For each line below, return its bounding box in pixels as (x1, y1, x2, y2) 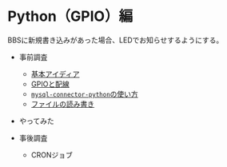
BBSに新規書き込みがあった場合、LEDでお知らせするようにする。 (7, 35, 224, 45)
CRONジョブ (30, 149, 74, 160)
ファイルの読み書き (30, 99, 95, 109)
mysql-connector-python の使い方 (30, 89, 139, 98)
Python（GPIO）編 (7, 7, 133, 26)
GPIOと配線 (30, 79, 70, 89)
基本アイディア (30, 69, 80, 78)
